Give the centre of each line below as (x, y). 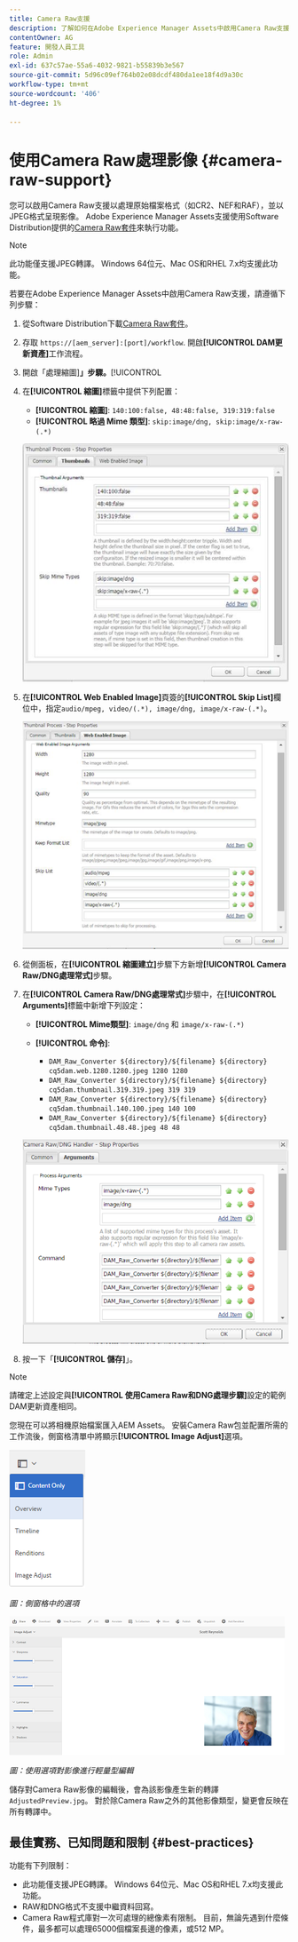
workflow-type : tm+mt (49, 84)
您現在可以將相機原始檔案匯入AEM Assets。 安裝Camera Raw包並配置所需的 (149, 1425)
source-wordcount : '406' (55, 93)
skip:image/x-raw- (250, 422)
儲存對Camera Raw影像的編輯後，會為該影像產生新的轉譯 (114, 1789)
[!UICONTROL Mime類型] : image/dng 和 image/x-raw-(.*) (140, 1024)
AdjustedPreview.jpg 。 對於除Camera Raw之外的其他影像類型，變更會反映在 (149, 1801)
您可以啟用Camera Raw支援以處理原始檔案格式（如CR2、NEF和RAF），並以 (146, 205)
